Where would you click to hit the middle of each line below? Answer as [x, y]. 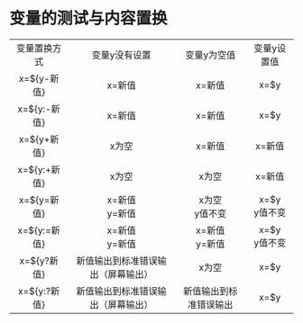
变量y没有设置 [121, 55]
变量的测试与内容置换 [89, 18]
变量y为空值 [210, 55]
